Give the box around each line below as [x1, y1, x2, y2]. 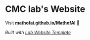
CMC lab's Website [5, 3, 86, 15]
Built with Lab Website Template [5, 29, 71, 35]
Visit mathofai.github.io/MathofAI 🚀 [5, 20, 80, 26]
